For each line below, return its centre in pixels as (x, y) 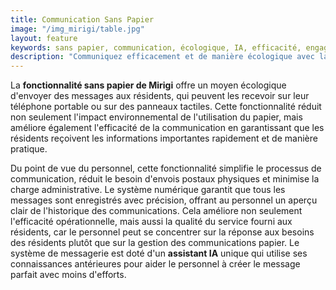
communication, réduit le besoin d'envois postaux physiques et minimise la (165, 179)
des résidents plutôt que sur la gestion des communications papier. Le (155, 243)
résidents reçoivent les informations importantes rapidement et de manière (164, 138)
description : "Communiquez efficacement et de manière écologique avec (162, 57)
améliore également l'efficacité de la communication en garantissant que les (167, 128)
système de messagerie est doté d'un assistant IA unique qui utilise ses (159, 253)
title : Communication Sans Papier (82, 19)
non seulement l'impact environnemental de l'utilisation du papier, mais (156, 117)
